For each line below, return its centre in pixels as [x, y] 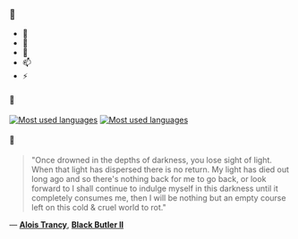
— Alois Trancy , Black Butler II [67, 224]
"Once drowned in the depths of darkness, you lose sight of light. [152, 160]
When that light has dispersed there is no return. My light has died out [160, 169]
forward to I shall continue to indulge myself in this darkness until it [155, 188]
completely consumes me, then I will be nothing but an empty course [158, 198]
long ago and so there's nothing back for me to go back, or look [149, 178]
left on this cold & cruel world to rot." [99, 207]
